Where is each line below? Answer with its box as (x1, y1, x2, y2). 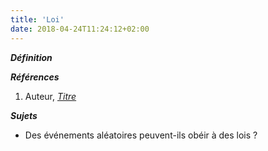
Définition (10, 51, 53, 63)
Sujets (10, 109, 38, 121)
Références (10, 71, 60, 83)
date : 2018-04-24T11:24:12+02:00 (10, 24, 150, 34)
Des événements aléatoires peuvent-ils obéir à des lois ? (24, 129, 258, 141)
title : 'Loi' (10, 14, 65, 25)
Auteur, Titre (24, 90, 77, 102)
